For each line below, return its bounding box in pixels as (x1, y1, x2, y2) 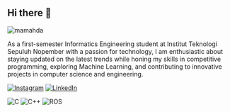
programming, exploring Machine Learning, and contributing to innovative (7, 62, 223, 71)
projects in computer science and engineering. (7, 69, 144, 78)
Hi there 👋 (7, 7, 52, 19)
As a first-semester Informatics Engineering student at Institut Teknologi (7, 40, 218, 48)
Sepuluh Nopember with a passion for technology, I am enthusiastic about (7, 47, 224, 55)
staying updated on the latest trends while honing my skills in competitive (7, 55, 222, 63)
